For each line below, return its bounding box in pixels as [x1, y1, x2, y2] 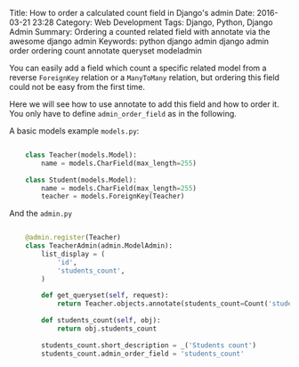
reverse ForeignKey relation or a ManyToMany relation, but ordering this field [9, 72, 280, 83]
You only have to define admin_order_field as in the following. [9, 109, 238, 118]
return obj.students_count [56, 324, 158, 333]
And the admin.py [9, 208, 73, 219]
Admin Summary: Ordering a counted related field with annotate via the [9, 27, 271, 37]
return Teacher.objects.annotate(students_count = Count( [56, 299, 269, 308]
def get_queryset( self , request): [41, 291, 169, 300]
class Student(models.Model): [25, 175, 138, 184]
